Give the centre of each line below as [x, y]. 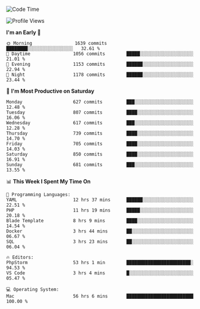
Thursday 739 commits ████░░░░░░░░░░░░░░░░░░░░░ [100, 133]
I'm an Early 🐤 [24, 32]
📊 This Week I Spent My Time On [48, 181]
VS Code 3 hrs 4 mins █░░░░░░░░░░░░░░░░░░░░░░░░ [100, 273]
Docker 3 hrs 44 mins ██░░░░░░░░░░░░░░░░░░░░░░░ [100, 231]
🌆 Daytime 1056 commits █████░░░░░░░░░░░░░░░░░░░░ [100, 54]
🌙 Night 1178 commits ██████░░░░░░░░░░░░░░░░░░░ [100, 75]
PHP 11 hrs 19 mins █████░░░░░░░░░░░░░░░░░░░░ [100, 210]
